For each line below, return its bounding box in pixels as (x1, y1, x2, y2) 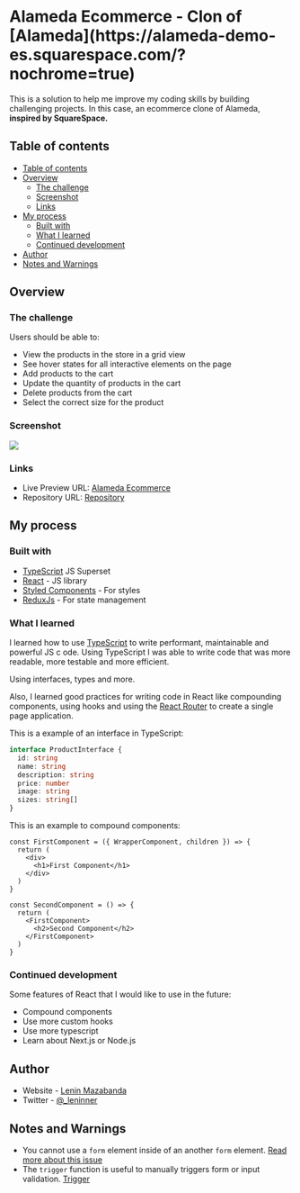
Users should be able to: (9, 331, 101, 343)
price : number (17, 779, 70, 788)
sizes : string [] (17, 795, 78, 805)
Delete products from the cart (22, 387, 133, 398)
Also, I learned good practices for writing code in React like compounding (9, 691, 282, 702)
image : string (17, 787, 70, 796)
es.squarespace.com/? (9, 45, 187, 65)
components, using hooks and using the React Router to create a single (9, 700, 274, 712)
